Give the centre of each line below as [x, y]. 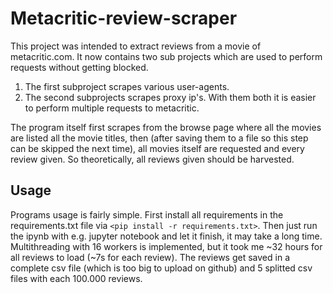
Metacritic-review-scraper [124, 18]
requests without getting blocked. [79, 67]
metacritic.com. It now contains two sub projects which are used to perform [166, 56]
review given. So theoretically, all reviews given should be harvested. [152, 159]
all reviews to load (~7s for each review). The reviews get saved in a [150, 257]
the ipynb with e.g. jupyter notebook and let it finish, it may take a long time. [166, 236]
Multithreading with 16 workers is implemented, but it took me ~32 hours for [166, 246]
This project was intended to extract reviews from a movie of [136, 46]
